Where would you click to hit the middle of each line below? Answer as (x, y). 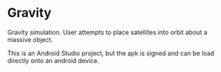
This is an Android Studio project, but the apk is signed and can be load (111, 53)
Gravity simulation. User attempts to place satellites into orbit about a (107, 32)
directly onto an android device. (53, 60)
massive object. (30, 39)
